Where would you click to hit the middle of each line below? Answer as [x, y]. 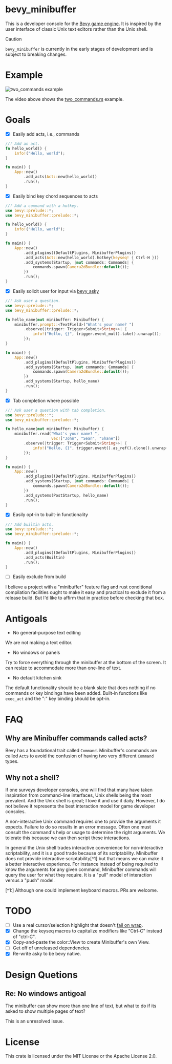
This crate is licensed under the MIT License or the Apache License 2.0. [81, 1056]
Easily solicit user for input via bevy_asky [56, 291]
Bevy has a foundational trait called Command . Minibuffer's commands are [81, 751]
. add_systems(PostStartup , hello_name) [66, 495]
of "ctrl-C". [24, 937]
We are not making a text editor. [39, 643]
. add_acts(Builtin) [45, 557]
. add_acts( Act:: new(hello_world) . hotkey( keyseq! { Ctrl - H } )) [91, 258]
